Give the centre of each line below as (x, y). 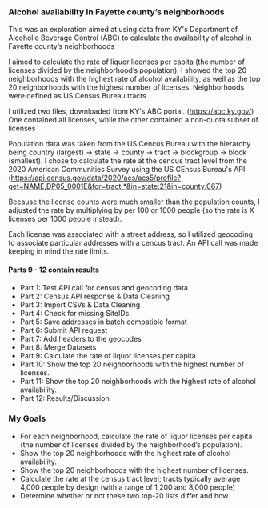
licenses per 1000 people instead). (65, 219)
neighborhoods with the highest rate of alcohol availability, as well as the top (134, 79)
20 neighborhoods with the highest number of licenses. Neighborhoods (126, 87)
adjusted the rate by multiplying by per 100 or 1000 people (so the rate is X (131, 210)
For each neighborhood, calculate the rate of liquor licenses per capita (136, 436)
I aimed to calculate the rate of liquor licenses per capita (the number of (127, 62)
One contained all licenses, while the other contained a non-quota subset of (133, 120)
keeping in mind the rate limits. (59, 251)
